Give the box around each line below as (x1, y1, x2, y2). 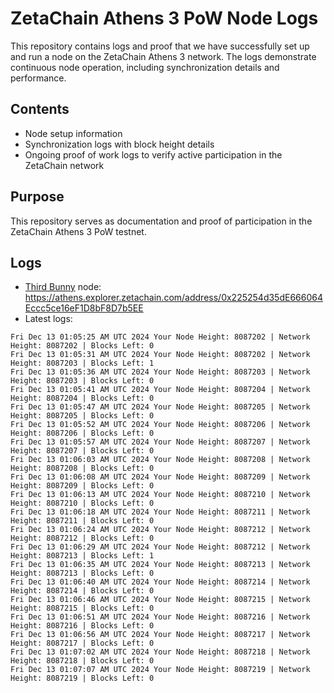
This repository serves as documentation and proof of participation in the (10, 215, 313, 227)
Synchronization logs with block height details (24, 138, 215, 150)
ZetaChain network (24, 159, 105, 171)
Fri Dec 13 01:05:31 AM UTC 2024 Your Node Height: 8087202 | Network (10, 350, 311, 360)
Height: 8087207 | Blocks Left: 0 (10, 446, 155, 456)
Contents (10, 101, 70, 118)
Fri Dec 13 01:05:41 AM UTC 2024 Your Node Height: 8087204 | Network (10, 385, 311, 395)
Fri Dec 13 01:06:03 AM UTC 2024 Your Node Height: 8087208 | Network (10, 455, 311, 465)
